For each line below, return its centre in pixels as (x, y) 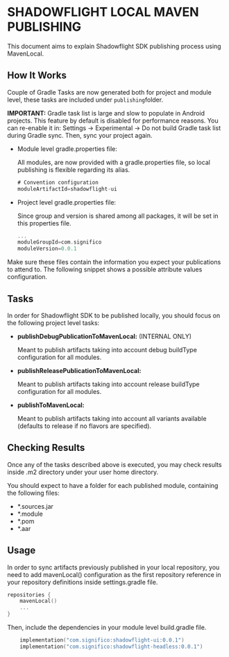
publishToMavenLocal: (51, 405)
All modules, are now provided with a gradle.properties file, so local (113, 162)
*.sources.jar (35, 506)
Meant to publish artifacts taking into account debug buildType (107, 349)
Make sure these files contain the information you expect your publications (114, 262)
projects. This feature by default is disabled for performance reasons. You (113, 120)
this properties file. (44, 223)
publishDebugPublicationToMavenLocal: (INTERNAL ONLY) (104, 336)
